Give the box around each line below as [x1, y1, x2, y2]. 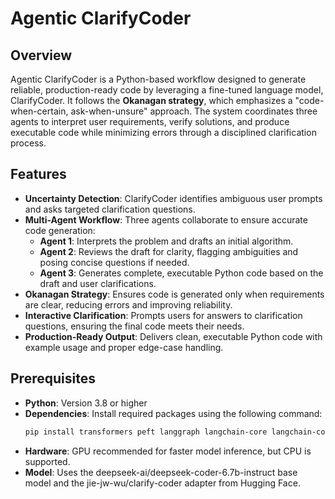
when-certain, [10, 105, 69, 117]
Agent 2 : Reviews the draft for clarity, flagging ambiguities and [39, 245, 299, 257]
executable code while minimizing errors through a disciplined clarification [10, 127, 317, 138]
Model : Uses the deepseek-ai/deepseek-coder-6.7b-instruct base [24, 466, 298, 478]
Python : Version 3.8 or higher [24, 397, 148, 409]
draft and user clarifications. [39, 277, 157, 289]
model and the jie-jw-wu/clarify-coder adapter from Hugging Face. [24, 477, 301, 489]
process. [10, 137, 47, 149]
